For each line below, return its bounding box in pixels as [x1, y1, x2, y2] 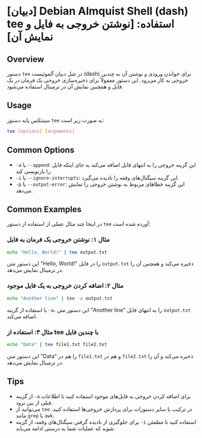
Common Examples [7, 204, 82, 214]
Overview [7, 54, 45, 64]
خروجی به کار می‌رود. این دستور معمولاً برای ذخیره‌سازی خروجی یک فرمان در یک [7, 77, 189, 83]
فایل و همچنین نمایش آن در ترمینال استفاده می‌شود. [7, 83, 123, 90]
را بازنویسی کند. [15, 168, 52, 175]
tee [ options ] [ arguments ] [7, 128, 75, 134]
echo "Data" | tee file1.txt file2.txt [7, 341, 108, 347]
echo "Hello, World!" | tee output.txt [7, 249, 108, 255]
